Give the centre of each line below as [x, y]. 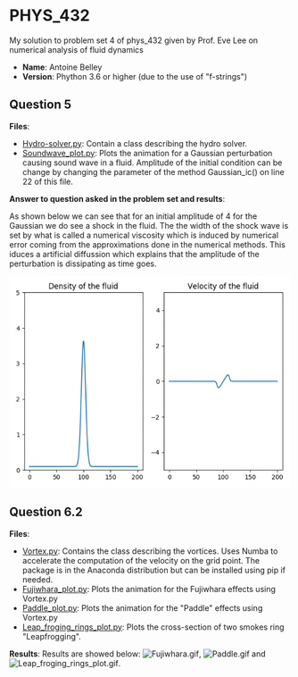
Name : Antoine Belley [62, 67]
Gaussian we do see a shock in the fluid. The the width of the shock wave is [149, 225]
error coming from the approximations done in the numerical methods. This [147, 244]
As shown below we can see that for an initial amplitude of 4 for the [133, 216]
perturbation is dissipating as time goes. [83, 263]
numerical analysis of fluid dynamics [77, 49]
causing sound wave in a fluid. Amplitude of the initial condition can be [152, 163]
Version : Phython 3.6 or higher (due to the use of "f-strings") [135, 76]
